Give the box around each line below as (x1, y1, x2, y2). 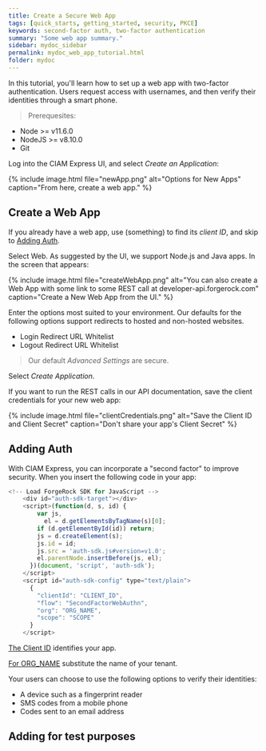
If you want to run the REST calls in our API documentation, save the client (8, 386, 253, 396)
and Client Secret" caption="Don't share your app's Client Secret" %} (8, 419, 237, 429)
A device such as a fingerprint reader (19, 689, 143, 699)
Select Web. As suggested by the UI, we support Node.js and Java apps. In (8, 251, 256, 261)
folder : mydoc (8, 57, 56, 65)
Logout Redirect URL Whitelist (19, 340, 119, 350)
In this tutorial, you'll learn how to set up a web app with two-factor (8, 78, 229, 88)
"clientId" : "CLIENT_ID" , (37, 591, 124, 600)
